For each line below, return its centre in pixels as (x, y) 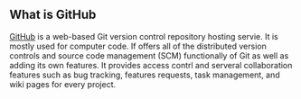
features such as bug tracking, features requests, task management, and (145, 75)
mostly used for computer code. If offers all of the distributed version (138, 46)
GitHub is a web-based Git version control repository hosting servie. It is (144, 36)
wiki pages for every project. (62, 84)
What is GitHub (53, 15)
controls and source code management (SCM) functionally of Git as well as (149, 55)
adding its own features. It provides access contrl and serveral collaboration (151, 65)
